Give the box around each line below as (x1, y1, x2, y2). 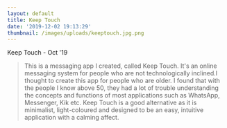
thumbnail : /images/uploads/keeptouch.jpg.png (7, 29, 144, 37)
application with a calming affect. (24, 113, 119, 122)
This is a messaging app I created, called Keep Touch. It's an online (24, 62, 217, 70)
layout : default (7, 10, 54, 17)
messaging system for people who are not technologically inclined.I (24, 69, 218, 77)
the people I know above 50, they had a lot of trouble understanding (24, 84, 219, 92)
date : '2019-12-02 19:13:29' (7, 23, 92, 30)
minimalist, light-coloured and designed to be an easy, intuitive (24, 106, 204, 114)
